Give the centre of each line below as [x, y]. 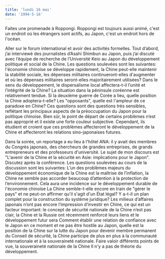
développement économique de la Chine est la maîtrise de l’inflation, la [77, 173]
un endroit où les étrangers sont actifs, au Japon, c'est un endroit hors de [80, 33]
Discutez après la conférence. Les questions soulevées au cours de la [76, 162]
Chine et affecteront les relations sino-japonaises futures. [63, 132]
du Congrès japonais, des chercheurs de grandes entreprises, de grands [79, 147]
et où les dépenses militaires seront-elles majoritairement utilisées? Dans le [82, 80]
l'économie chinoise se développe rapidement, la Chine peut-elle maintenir [81, 69]
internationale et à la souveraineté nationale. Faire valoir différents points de [82, 241]
